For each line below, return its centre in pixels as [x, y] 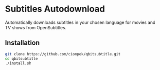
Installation [22, 43]
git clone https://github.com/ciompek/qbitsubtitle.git [63, 54]
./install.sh [18, 63]
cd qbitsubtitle [21, 59]
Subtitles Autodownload [55, 9]
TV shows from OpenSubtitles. [36, 27]
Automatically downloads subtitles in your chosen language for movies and [80, 22]
